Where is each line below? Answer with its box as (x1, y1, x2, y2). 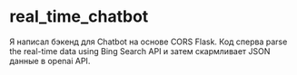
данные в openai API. (9, 55, 91, 66)
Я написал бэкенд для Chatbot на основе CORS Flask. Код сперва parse (9, 36, 288, 47)
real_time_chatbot (9, 6, 149, 27)
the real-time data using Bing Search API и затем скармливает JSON (9, 45, 271, 56)
